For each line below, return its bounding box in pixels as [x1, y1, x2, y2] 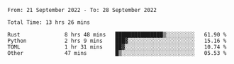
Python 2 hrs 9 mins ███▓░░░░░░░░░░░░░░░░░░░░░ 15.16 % [7, 37, 227, 44]
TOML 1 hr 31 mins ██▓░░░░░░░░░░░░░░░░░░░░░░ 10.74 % [7, 44, 227, 51]
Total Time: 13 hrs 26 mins [7, 19, 91, 26]
